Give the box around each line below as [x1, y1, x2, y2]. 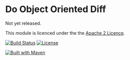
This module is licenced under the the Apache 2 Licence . [5, 30, 125, 36]
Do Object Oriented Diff [5, 4, 106, 15]
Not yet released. [5, 20, 42, 26]
